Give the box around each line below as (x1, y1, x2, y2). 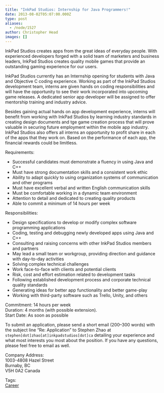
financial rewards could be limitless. (5, 140, 78, 146)
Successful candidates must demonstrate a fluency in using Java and (12, 159, 153, 165)
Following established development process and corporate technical (12, 276, 151, 282)
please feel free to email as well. (5, 343, 70, 348)
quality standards (12, 282, 48, 288)
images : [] (5, 35, 27, 40)
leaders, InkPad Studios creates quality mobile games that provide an (5, 58, 146, 64)
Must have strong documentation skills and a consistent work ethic (12, 169, 148, 175)
